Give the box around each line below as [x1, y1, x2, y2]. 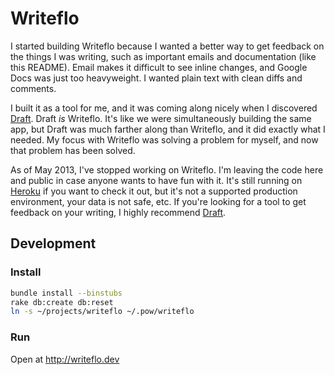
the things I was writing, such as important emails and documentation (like [10, 50, 317, 62]
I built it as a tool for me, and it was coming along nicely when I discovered [10, 102, 318, 114]
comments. [10, 82, 57, 94]
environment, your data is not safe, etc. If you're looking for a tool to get [10, 195, 307, 207]
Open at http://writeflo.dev [10, 353, 120, 365]
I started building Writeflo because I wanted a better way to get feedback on [10, 40, 325, 52]
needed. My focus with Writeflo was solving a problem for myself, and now [10, 133, 319, 146]
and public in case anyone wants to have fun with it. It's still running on [10, 174, 303, 186]
